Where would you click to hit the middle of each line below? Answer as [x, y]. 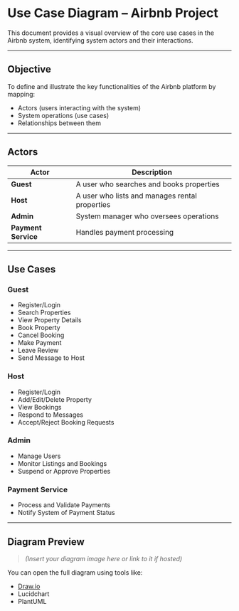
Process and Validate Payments [64, 505]
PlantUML [32, 601]
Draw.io [29, 586]
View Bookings [39, 407]
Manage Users [39, 456]
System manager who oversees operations [147, 216]
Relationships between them [59, 123]
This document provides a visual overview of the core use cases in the [111, 33]
